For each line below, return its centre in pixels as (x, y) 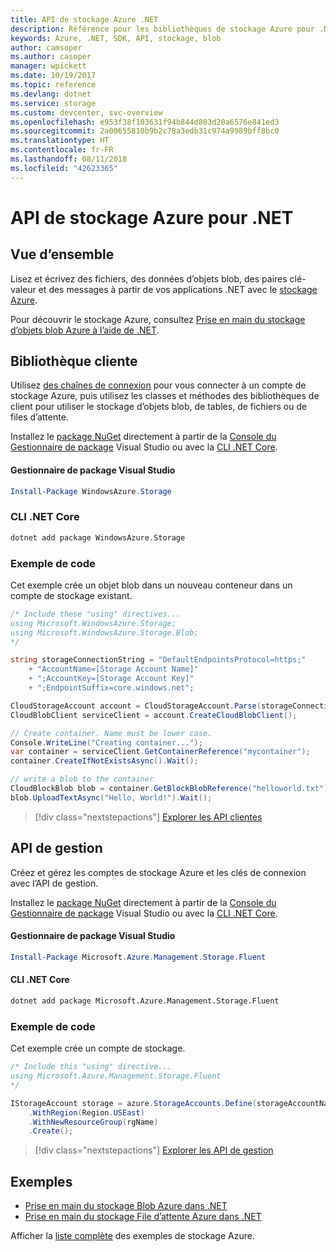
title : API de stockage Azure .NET (84, 19)
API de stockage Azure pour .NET (152, 217)
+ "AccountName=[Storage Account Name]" (113, 669)
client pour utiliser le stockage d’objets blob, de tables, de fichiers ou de (159, 407)
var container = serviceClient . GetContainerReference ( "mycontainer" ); (160, 752)
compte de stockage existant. (71, 595)
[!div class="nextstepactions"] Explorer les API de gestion (154, 1150)
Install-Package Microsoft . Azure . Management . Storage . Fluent (138, 957)
